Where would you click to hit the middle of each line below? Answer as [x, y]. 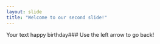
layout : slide [24, 12]
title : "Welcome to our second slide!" [57, 17]
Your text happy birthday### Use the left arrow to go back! [80, 34]
